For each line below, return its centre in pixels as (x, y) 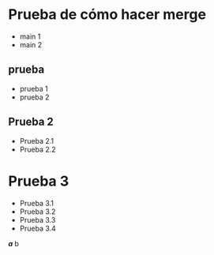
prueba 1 (34, 88)
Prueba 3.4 (38, 228)
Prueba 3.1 (36, 203)
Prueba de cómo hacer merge (107, 15)
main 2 (31, 44)
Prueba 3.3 (38, 219)
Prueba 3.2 (38, 212)
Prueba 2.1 (37, 141)
